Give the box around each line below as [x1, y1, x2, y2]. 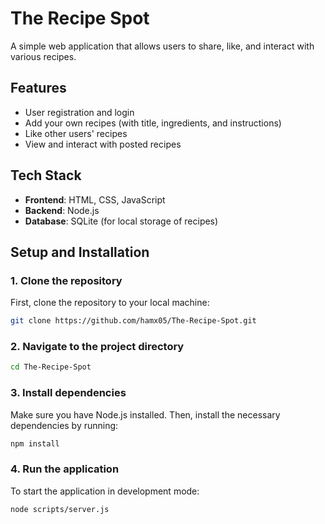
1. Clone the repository [10, 273, 123, 287]
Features [10, 80, 67, 97]
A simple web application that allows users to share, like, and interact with [10, 40, 315, 52]
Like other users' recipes [24, 127, 128, 139]
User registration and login [24, 106, 135, 118]
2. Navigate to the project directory [10, 340, 185, 354]
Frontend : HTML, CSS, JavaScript [24, 193, 166, 206]
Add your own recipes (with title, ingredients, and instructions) [24, 117, 282, 129]
